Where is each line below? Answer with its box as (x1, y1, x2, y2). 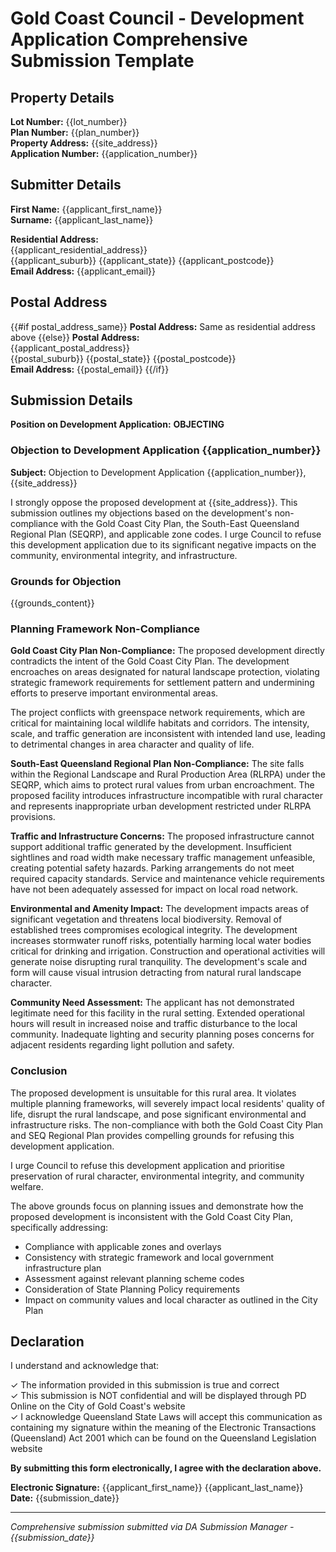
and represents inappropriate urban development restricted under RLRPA (10, 800, 312, 812)
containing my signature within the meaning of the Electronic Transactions (10, 1422, 317, 1434)
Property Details (10, 89, 115, 106)
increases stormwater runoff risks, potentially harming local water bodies (10, 935, 312, 947)
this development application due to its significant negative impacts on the (10, 538, 317, 551)
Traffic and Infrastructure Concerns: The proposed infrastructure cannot (10, 830, 315, 842)
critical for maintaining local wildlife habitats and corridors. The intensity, (10, 717, 310, 729)
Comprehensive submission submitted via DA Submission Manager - (10, 1521, 295, 1533)
